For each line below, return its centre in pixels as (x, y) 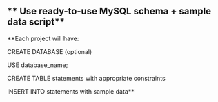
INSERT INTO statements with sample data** (71, 91)
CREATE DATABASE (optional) (50, 51)
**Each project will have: (43, 38)
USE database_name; (38, 65)
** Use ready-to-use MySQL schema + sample (109, 11)
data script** (36, 22)
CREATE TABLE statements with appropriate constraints (86, 78)
